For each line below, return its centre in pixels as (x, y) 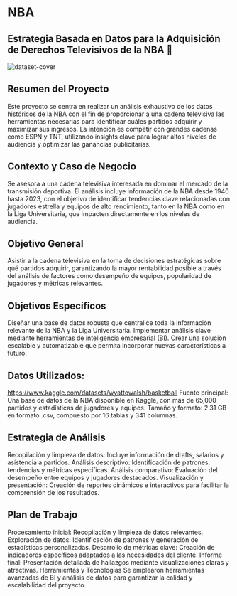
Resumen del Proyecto (58, 89)
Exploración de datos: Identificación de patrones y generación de (103, 539)
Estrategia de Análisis (57, 438)
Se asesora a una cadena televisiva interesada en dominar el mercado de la (118, 183)
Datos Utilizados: (46, 375)
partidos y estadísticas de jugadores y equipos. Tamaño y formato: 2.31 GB (117, 408)
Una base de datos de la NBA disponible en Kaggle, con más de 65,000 (112, 400)
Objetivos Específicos (57, 305)
